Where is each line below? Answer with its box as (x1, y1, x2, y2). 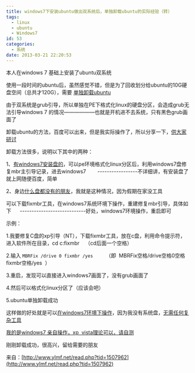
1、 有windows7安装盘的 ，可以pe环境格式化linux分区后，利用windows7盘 (6, 160, 182, 167)
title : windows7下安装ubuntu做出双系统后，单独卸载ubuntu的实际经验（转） (6, 8, 172, 15)
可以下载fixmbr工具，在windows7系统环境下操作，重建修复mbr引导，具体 (6, 200, 184, 207)
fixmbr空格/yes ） (6, 259, 51, 266)
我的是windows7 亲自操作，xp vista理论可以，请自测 (6, 328, 134, 336)
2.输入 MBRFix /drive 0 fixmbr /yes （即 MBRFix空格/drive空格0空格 (6, 252, 186, 259)
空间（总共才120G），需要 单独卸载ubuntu (11, 88, 111, 95)
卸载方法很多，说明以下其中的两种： (6, 148, 93, 155)
